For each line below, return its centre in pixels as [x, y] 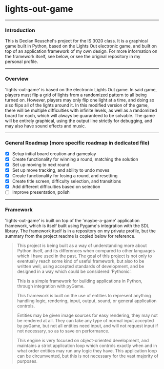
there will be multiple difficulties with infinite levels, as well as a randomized [81, 110]
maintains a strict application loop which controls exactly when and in [87, 346]
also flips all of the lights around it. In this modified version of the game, [77, 105]
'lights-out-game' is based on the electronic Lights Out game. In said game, [81, 89]
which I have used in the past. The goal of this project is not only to [84, 256]
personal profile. [21, 61]
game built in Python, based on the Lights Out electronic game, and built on [81, 46]
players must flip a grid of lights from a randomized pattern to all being [76, 95]
